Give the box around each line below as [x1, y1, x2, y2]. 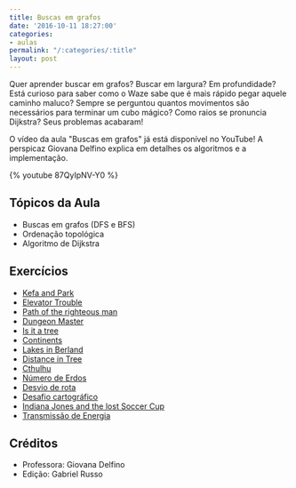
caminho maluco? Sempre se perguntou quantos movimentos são [9, 98, 250, 108]
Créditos [9, 436, 59, 452]
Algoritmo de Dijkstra [21, 237, 100, 249]
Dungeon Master [21, 316, 84, 326]
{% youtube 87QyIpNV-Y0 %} [9, 170, 118, 180]
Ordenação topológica [21, 228, 105, 239]
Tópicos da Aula [9, 196, 100, 211]
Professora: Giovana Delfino [21, 460, 125, 470]
